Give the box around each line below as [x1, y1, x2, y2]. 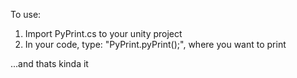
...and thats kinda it [10, 58, 89, 69]
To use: [10, 9, 42, 20]
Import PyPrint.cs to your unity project [24, 28, 183, 39]
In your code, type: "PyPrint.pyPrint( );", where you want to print [24, 39, 287, 50]
